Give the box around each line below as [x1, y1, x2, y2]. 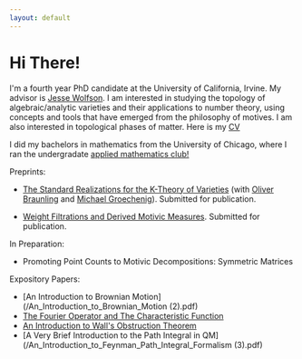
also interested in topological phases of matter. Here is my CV [9, 121, 240, 132]
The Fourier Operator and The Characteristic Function [22, 310, 224, 321]
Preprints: [9, 165, 46, 177]
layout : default [9, 13, 71, 23]
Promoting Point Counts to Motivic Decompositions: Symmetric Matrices [22, 255, 293, 266]
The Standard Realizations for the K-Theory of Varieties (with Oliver [22, 184, 275, 194]
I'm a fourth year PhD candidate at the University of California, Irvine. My [9, 83, 282, 94]
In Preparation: [9, 238, 65, 249]
